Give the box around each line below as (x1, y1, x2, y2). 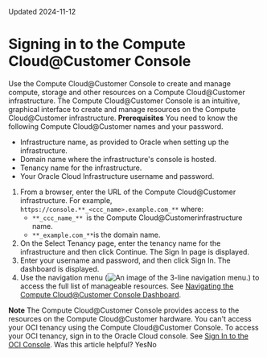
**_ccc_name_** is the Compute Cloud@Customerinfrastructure (31, 213, 243, 222)
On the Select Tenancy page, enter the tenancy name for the (19, 238, 221, 248)
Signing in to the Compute (8, 35, 187, 53)
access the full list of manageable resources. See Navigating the (19, 281, 234, 291)
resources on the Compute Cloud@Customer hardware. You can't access (8, 313, 252, 323)
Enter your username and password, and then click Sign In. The (19, 255, 231, 265)
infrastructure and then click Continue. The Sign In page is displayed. (19, 247, 249, 256)
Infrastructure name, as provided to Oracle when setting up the (19, 137, 229, 147)
